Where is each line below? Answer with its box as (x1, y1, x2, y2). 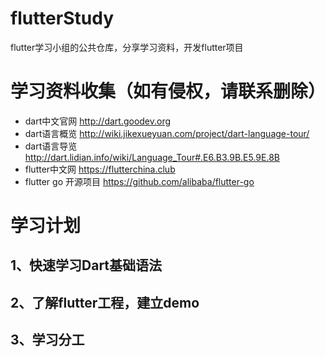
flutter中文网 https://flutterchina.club (24, 163, 176, 175)
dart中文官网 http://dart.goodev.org (24, 115, 172, 127)
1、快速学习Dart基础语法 (10, 257, 163, 274)
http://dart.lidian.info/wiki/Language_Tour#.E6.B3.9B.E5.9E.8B (24, 151, 280, 163)
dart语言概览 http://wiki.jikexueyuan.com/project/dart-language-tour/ (24, 127, 310, 139)
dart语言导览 (24, 140, 78, 152)
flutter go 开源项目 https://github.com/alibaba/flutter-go (24, 175, 255, 187)
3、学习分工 (10, 332, 85, 349)
